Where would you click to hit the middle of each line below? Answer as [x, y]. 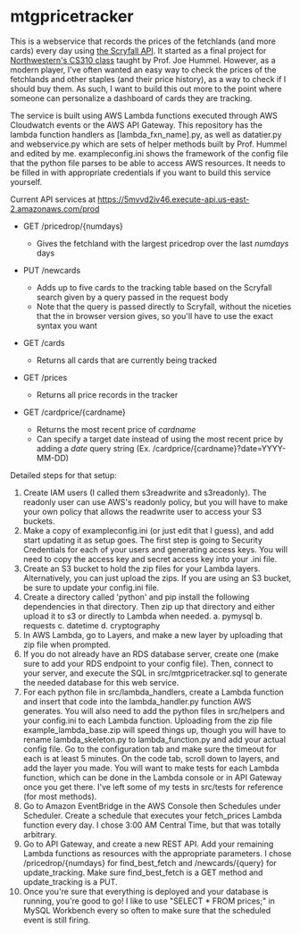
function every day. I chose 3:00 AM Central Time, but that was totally [152, 825]
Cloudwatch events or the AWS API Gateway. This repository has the [136, 125]
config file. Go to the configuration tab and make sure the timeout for [150, 749]
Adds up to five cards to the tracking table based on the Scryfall [154, 287]
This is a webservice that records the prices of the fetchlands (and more [143, 41]
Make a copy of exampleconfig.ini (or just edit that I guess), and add [149, 530]
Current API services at [53, 199]
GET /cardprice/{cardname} [74, 412]
